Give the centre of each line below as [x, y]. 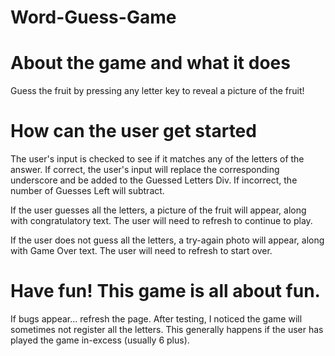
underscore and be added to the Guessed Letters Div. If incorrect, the [154, 180]
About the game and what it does [150, 63]
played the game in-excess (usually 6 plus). [100, 340]
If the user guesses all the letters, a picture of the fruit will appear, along [158, 210]
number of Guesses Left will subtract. [87, 191]
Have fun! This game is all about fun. [165, 291]
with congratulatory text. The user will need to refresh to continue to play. [161, 221]
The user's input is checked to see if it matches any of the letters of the [157, 159]
